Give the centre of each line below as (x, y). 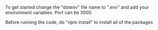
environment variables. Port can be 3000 (49, 12)
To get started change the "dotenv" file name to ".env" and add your (77, 7)
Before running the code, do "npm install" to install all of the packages (79, 22)
